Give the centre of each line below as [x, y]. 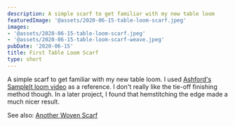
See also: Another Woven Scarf [53, 115]
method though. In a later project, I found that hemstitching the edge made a [117, 94]
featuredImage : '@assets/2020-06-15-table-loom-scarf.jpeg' [97, 20]
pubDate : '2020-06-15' [40, 46]
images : [19, 27]
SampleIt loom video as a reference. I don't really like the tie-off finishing [112, 86]
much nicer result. [33, 101]
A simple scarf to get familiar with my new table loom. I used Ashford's [109, 79]
